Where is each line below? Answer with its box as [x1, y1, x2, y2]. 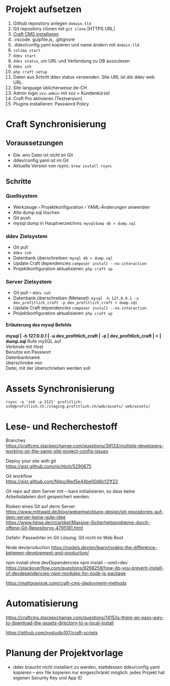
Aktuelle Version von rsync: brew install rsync [13, 163, 112, 169]
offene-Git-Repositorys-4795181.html [6, 525, 83, 531]
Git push [13, 215, 31, 221]
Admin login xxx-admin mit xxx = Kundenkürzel [13, 90, 110, 96]
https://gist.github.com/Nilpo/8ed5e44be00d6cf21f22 [6, 478, 118, 484]
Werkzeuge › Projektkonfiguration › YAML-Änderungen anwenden [13, 204, 150, 210]
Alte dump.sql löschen [13, 209, 60, 215]
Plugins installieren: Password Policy [13, 101, 89, 107]
